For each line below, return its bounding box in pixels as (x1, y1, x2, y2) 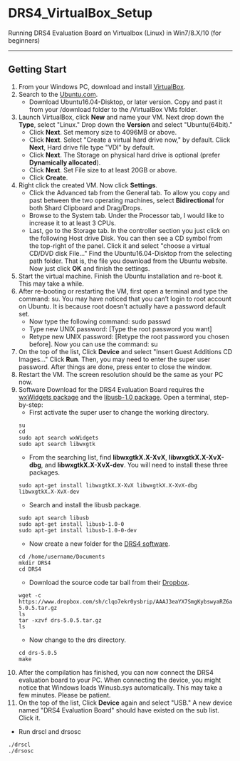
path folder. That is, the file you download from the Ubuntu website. (28, 257, 228, 265)
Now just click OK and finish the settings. (28, 264, 150, 272)
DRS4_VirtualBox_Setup (8, 5, 153, 21)
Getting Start (8, 63, 67, 76)
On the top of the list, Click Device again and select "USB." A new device (18, 698, 233, 707)
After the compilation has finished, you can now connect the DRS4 (18, 668, 214, 676)
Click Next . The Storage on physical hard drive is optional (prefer (28, 150, 221, 159)
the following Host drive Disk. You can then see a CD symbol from (28, 234, 223, 242)
